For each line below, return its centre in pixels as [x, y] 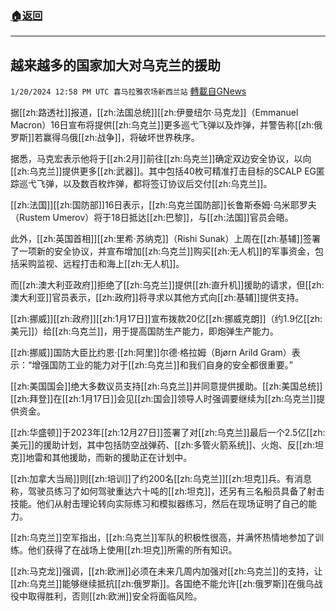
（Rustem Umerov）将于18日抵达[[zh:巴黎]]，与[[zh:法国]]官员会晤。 [152, 218]
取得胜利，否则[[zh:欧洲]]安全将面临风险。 [115, 596]
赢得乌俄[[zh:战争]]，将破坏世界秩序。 [121, 138]
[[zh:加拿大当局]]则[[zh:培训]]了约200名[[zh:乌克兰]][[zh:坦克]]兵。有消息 [161, 479]
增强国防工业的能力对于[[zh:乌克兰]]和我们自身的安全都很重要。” [162, 365]
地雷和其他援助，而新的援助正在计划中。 [109, 458]
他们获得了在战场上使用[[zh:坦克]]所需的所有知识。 [132, 550]
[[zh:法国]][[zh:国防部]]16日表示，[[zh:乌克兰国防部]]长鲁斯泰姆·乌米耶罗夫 [163, 205]
